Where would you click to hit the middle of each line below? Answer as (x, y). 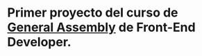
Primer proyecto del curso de (93, 13)
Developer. (39, 42)
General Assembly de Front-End (101, 27)
